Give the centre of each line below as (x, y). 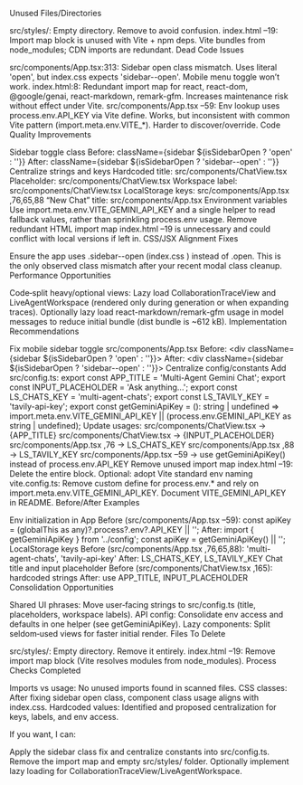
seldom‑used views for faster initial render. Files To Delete (118, 634)
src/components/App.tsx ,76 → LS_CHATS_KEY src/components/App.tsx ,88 (152, 445)
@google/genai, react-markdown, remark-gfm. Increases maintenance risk (149, 96)
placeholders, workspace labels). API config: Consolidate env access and (147, 615)
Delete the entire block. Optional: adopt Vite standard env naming (131, 473)
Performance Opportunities (60, 275)
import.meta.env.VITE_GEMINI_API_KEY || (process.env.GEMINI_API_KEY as (151, 416)
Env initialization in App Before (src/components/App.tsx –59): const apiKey (150, 520)
